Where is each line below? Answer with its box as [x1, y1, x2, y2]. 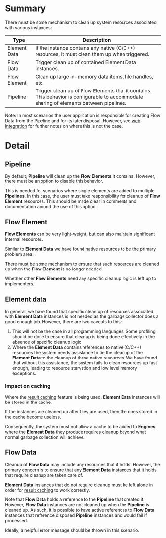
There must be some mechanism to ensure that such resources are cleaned [5, 261, 160, 267]
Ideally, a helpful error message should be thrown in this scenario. [5, 527, 140, 533]
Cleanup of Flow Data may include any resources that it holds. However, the [5, 461, 160, 467]
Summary [5, 3, 46, 14]
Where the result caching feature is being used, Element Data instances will [5, 394, 160, 400]
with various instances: [5, 24, 52, 30]
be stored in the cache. [5, 399, 52, 405]
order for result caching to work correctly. [5, 487, 90, 493]
